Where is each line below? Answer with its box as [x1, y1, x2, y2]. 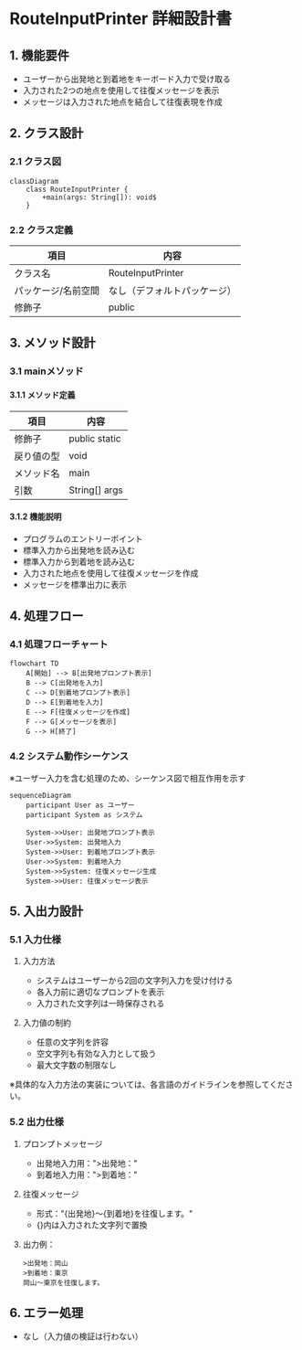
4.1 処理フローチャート [9, 638, 109, 651]
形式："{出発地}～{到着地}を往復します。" [36, 1207, 193, 1218]
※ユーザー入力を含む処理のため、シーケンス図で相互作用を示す [9, 772, 246, 783]
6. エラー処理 [9, 1305, 84, 1321]
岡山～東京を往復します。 [22, 1278, 105, 1287]
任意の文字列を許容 [36, 1036, 109, 1047]
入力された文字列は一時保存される [36, 998, 165, 1009]
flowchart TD [9, 659, 59, 668]
